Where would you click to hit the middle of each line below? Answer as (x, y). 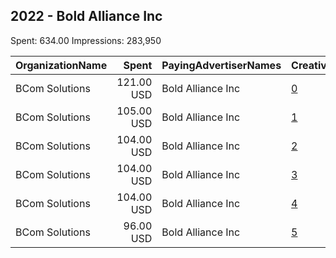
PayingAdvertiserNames (221, 65)
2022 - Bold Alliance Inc (86, 16)
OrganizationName (61, 65)
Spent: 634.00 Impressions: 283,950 (86, 40)
